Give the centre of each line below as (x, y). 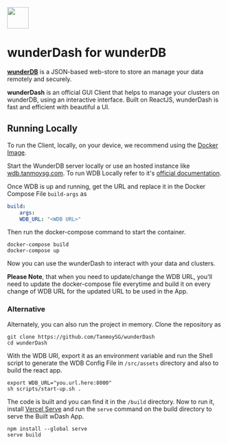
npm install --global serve (47, 429)
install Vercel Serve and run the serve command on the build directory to (110, 409)
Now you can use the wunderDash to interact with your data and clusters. (111, 263)
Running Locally (42, 129)
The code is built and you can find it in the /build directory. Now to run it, (111, 401)
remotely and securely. (39, 79)
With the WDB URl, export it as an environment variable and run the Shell (110, 355)
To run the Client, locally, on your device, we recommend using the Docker (113, 145)
